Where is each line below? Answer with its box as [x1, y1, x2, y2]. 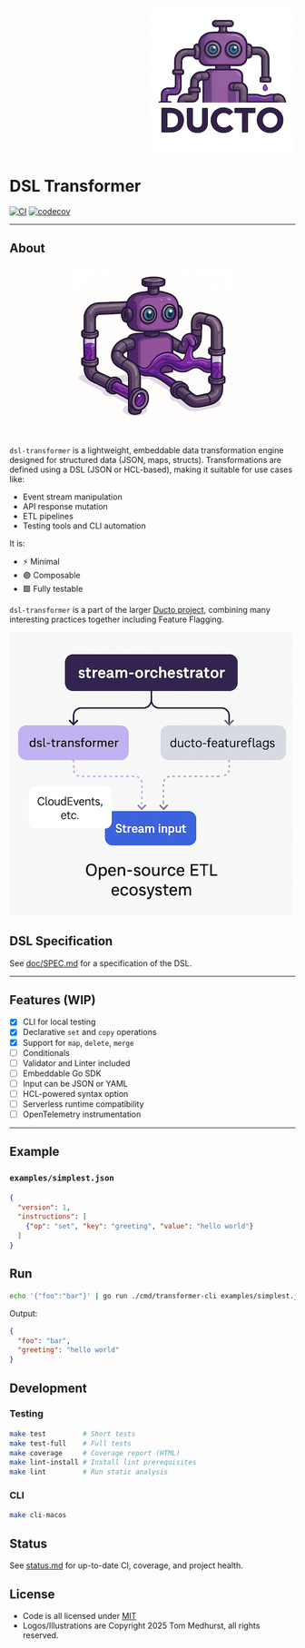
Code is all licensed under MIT [22, 1610, 137, 1621]
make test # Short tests [9, 1429, 136, 1438]
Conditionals [22, 1047, 70, 1058]
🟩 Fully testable [22, 583, 84, 594]
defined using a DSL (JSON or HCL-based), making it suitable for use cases [9, 464, 293, 475]
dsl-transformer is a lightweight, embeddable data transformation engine [9, 444, 284, 456]
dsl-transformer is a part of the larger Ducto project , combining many [9, 604, 271, 615]
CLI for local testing [22, 1016, 96, 1028]
